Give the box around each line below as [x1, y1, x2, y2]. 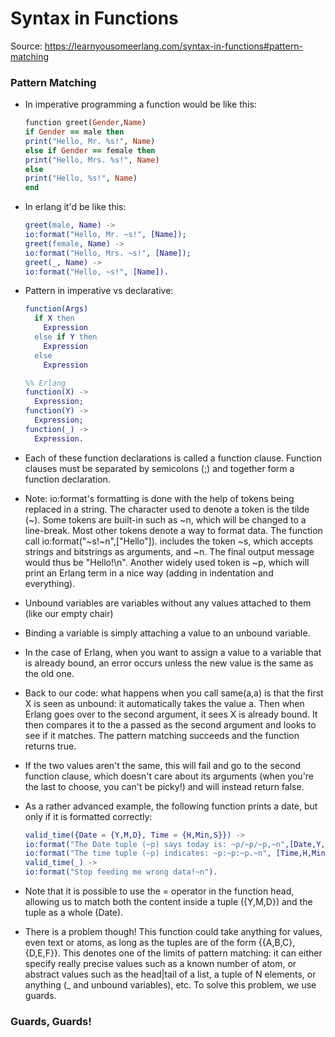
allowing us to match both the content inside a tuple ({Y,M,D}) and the [24, 896, 313, 908]
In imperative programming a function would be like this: [24, 98, 257, 111]
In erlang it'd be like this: [24, 201, 127, 213]
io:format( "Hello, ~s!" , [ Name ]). [24, 267, 169, 277]
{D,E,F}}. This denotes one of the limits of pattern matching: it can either [24, 947, 323, 959]
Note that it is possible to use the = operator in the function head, [24, 885, 295, 897]
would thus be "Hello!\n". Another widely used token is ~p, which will [24, 556, 310, 568]
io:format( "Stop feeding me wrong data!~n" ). [24, 867, 218, 877]
